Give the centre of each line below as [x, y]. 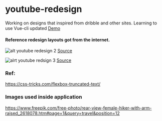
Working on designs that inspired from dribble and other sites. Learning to [81, 23]
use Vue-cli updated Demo [33, 28]
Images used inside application [44, 97]
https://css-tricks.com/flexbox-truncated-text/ [53, 84]
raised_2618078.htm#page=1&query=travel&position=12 [63, 113]
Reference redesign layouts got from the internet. [58, 40]
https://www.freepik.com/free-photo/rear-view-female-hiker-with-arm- [79, 108]
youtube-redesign [44, 9]
